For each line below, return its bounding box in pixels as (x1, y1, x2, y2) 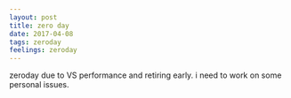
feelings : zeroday (9, 46, 77, 55)
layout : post (9, 12, 58, 22)
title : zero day (9, 21, 69, 30)
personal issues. (9, 79, 69, 90)
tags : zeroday (9, 37, 62, 47)
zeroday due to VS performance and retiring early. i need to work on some (9, 70, 282, 80)
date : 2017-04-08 (9, 29, 74, 38)
